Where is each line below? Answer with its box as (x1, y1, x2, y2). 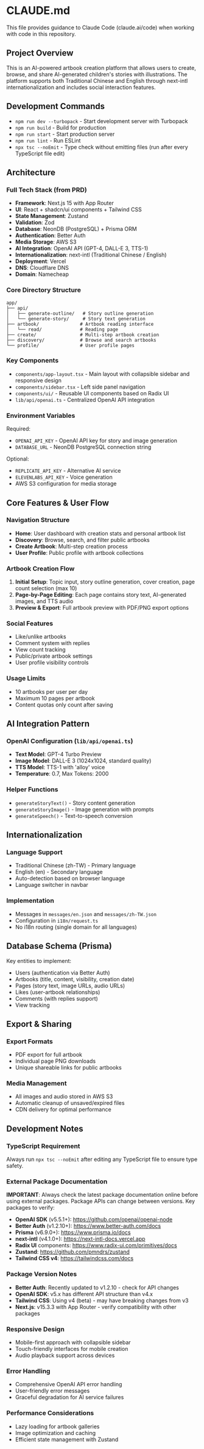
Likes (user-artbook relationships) (15, 988, 100, 996)
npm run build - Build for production (15, 124, 107, 131)
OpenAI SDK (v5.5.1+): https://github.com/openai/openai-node (15, 1216, 173, 1223)
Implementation (6, 897, 55, 905)
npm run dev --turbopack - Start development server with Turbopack (15, 117, 188, 125)
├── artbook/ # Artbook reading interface (6, 321, 154, 327)
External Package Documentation (6, 1177, 108, 1186)
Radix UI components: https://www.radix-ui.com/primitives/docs (15, 1242, 178, 1249)
